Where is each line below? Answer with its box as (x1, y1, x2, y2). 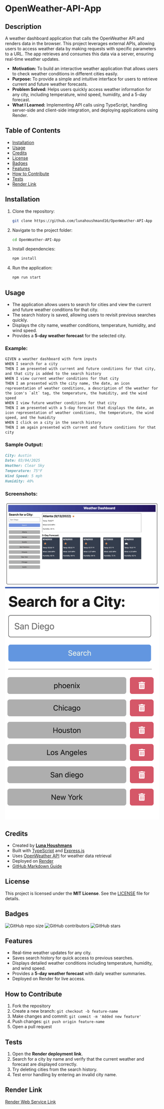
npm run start (12, 275, 41, 280)
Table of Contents (5, 127, 61, 135)
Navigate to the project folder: (12, 227, 73, 233)
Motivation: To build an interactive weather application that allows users (12, 66, 158, 71)
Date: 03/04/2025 (5, 458, 41, 463)
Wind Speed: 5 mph (5, 474, 42, 479)
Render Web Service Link (5, 1099, 56, 1105)
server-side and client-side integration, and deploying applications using (12, 107, 159, 113)
